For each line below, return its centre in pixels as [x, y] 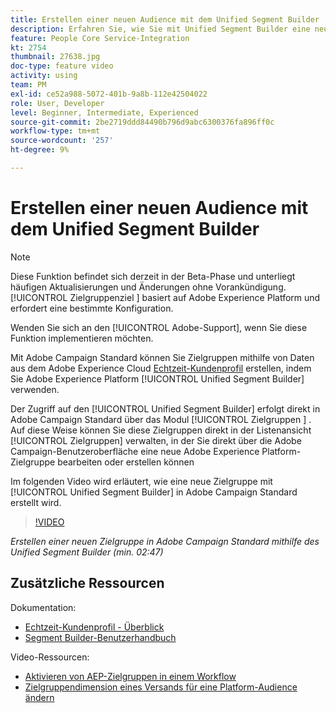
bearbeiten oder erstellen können [126, 462]
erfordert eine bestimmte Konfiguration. [92, 308]
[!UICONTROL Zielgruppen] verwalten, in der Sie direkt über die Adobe [156, 440]
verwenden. [35, 389]
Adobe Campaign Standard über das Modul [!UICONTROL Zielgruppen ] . [161, 419]
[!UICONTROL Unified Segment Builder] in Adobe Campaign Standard [154, 492]
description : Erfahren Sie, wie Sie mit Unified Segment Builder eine [160, 29]
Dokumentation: [43, 607]
